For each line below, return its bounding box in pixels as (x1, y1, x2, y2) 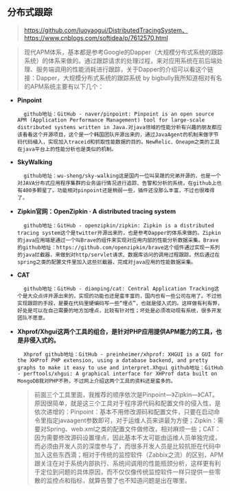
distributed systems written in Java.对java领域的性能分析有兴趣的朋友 (16, 124, 212, 130)
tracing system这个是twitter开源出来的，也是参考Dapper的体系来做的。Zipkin (16, 229, 221, 236)
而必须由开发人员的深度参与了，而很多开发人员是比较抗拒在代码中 (34, 442, 221, 450)
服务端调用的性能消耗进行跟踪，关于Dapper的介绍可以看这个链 (36, 65, 214, 73)
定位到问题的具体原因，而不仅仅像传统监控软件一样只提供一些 (40, 468, 215, 476)
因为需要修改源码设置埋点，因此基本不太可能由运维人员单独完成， (34, 433, 221, 442)
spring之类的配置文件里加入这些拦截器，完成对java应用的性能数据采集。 (16, 258, 197, 266)
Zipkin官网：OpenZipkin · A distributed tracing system (16, 207, 176, 215)
